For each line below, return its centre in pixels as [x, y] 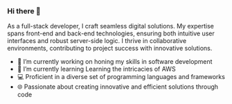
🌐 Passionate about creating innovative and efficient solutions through [118, 87]
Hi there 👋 [24, 11]
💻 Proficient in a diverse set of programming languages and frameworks [121, 77]
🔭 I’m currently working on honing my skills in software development [115, 62]
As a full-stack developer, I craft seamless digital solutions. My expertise [111, 26]
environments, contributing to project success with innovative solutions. [110, 49]
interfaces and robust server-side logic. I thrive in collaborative [97, 41]
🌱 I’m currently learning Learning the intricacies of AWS [96, 69]
